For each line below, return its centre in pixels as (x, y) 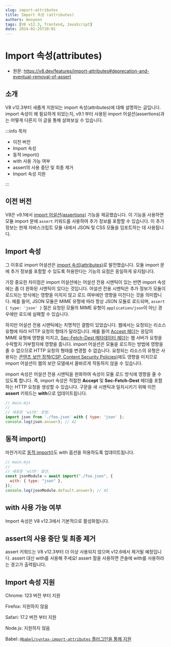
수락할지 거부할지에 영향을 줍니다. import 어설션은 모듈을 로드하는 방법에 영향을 (84, 344)
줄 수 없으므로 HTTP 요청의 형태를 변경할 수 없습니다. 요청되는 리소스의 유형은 (83, 350)
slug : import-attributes (32, 10)
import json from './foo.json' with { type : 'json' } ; (65, 417)
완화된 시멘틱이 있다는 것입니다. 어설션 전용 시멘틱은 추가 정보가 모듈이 (95, 288)
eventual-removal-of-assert (42, 77)
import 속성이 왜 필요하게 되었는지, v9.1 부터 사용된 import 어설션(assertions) (83, 113)
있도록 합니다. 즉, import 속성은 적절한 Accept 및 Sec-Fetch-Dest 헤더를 (79, 380)
